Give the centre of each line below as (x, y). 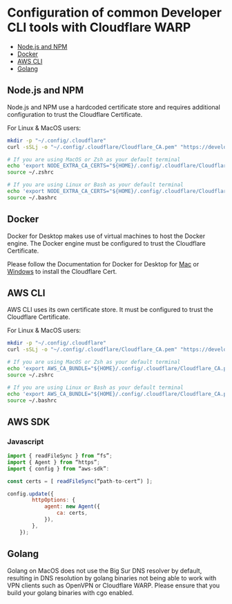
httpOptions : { (54, 500)
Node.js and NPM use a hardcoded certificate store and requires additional (114, 107)
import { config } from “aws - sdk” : (58, 468)
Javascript (26, 441)
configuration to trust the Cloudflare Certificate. (75, 114)
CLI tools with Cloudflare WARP (99, 27)
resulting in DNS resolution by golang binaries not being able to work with (112, 578)
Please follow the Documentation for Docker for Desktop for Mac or (103, 264)
